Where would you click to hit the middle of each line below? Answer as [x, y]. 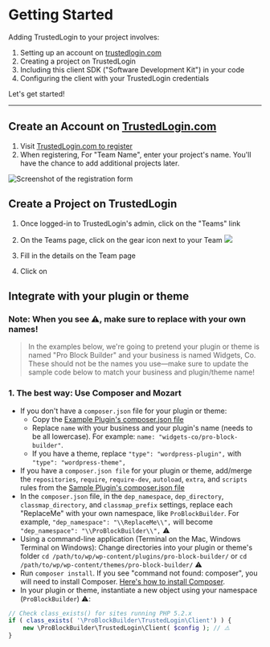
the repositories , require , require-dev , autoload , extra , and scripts [133, 479]
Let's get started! [37, 93]
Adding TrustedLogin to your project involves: [84, 37]
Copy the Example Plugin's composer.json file [108, 419]
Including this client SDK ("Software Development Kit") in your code [132, 69]
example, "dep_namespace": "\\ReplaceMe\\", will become [116, 522]
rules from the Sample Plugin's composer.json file [102, 487]
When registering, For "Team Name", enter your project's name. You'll [135, 154]
